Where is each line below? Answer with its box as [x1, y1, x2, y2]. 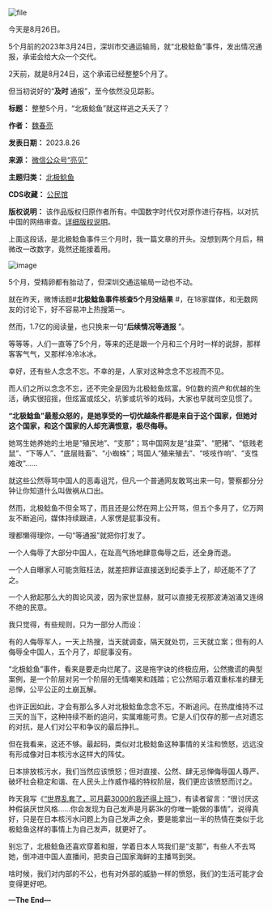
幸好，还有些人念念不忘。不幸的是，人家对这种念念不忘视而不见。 [8, 366, 228, 376]
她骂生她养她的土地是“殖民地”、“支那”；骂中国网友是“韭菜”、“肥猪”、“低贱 [8, 438, 257, 447]
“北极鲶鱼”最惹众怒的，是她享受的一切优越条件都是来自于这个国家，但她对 [8, 411, 257, 421]
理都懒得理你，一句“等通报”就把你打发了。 [8, 531, 150, 540]
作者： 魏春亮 [8, 121, 53, 130]
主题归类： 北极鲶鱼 [8, 173, 74, 182]
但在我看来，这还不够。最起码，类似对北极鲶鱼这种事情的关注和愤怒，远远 [8, 739, 257, 749]
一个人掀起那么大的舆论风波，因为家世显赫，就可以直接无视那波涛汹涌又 [8, 592, 249, 601]
